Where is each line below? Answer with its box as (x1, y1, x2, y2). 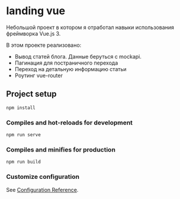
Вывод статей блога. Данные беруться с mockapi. (14, 53, 142, 60)
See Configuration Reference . (6, 186, 79, 193)
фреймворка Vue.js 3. (6, 30, 61, 37)
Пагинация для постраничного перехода (14, 59, 118, 66)
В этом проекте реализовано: (6, 41, 82, 49)
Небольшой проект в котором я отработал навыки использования (6, 24, 175, 31)
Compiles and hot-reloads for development (6, 118, 133, 127)
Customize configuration (6, 173, 80, 181)
